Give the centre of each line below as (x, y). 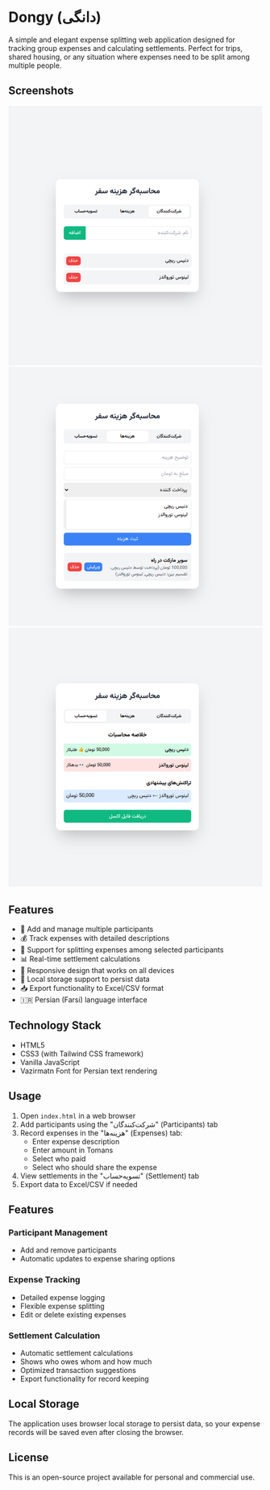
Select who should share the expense (94, 1167)
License (29, 1458)
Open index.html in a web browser (78, 1115)
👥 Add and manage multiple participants (87, 930)
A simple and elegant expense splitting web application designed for (122, 40)
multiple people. (35, 65)
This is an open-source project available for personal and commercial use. (132, 1477)
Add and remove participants (68, 1250)
